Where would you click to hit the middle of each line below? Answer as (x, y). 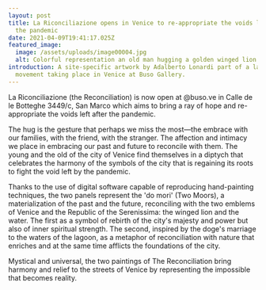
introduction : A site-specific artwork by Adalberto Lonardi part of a (129, 67)
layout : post (30, 15)
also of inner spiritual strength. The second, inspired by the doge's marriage (132, 229)
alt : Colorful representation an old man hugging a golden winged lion (136, 60)
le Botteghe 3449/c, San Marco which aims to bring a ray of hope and (122, 105)
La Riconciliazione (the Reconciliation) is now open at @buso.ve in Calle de (131, 97)
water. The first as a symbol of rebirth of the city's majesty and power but (128, 220)
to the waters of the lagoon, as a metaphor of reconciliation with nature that (131, 237)
